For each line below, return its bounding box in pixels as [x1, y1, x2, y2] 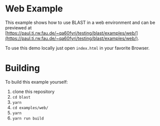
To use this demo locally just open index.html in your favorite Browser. [5, 45, 150, 51]
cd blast [12, 95, 31, 100]
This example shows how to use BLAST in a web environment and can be [5, 19, 156, 25]
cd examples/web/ [12, 105, 49, 110]
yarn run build [12, 116, 44, 121]
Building [5, 63, 40, 74]
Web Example [5, 3, 63, 14]
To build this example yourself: [5, 79, 68, 85]
